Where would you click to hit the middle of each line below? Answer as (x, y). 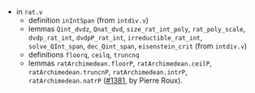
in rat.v (29, 12)
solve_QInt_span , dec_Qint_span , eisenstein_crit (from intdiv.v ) (138, 46)
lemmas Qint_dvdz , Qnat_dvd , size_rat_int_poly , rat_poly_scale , (137, 29)
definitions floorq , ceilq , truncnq (84, 55)
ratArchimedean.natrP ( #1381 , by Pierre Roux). (105, 80)
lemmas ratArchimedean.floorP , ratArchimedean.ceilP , (120, 63)
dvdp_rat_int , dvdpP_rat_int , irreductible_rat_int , (115, 37)
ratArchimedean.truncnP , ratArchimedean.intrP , (108, 72)
